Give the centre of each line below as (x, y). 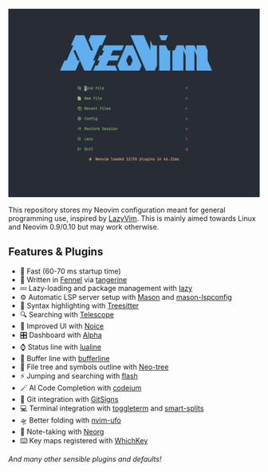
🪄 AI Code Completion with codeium (81, 387)
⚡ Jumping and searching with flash (79, 376)
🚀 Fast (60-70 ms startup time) (70, 271)
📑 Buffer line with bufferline (65, 358)
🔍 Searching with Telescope (67, 314)
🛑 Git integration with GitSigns (69, 399)
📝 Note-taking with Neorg (62, 431)
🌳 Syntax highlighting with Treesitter (79, 305)
